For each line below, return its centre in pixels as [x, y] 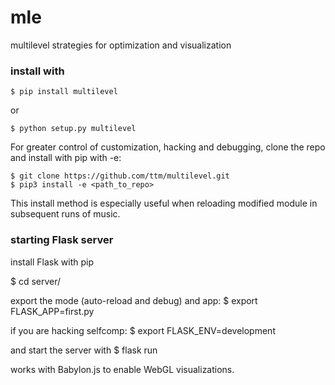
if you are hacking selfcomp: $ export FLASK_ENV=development [143, 330]
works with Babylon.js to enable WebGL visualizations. [122, 369]
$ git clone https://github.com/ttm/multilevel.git [120, 176]
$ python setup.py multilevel [73, 129]
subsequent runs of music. [65, 214]
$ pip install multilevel [64, 92]
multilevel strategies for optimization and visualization [121, 45]
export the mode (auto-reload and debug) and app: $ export [134, 300]
